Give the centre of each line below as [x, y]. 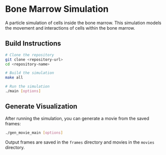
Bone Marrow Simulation [57, 9]
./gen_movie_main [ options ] [34, 133]
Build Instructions [33, 44]
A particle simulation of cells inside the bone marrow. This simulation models [83, 23]
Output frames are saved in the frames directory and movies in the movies [80, 142]
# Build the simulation [30, 73]
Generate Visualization [41, 106]
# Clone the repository [30, 55]
